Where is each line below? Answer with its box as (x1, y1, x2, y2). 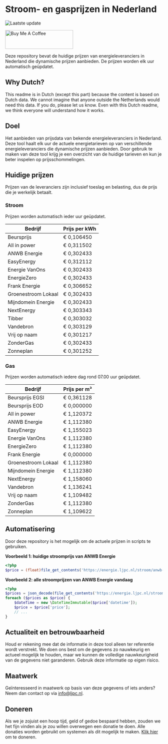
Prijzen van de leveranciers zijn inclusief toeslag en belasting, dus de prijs (5, 184, 157, 190)
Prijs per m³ (63, 385, 92, 392)
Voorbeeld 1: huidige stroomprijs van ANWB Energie (5, 553, 116, 559)
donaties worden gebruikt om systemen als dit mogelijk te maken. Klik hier (5, 729, 158, 735)
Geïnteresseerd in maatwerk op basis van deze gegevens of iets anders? (5, 685, 155, 691)
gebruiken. (5, 543, 27, 549)
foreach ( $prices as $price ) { (5, 595, 70, 601)
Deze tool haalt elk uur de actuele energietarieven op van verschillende (5, 140, 152, 146)
